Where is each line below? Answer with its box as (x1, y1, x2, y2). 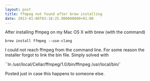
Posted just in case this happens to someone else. (5, 71, 105, 77)
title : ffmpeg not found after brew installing (5, 12, 103, 16)
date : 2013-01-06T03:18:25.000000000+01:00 (5, 16, 94, 21)
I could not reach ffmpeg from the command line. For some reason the (5, 47, 145, 53)
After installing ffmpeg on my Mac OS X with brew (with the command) (5, 29, 146, 35)
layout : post (5, 7, 31, 12)
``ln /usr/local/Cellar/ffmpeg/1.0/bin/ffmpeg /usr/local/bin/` (5, 61, 121, 67)
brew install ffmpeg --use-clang (5, 39, 72, 43)
